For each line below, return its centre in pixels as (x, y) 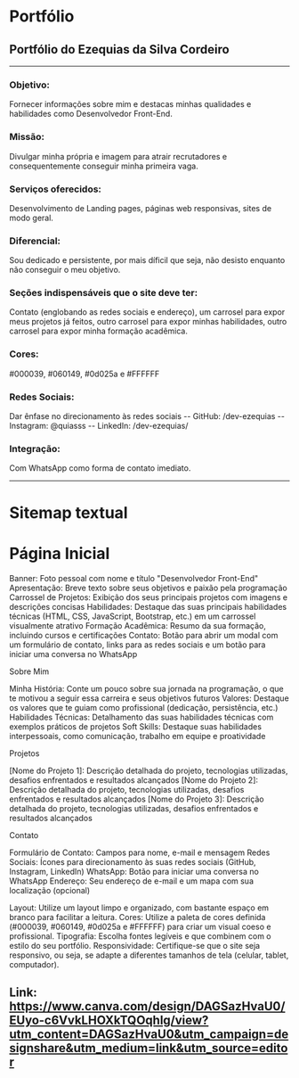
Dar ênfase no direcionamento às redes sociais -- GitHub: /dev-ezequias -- (147, 416)
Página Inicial (60, 553)
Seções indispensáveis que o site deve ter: (104, 293)
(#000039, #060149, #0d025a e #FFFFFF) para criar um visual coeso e (140, 926)
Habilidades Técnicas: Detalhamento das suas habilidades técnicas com (141, 717)
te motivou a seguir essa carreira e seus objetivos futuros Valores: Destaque (149, 698)
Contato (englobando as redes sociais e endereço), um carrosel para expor (147, 312)
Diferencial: (35, 241)
